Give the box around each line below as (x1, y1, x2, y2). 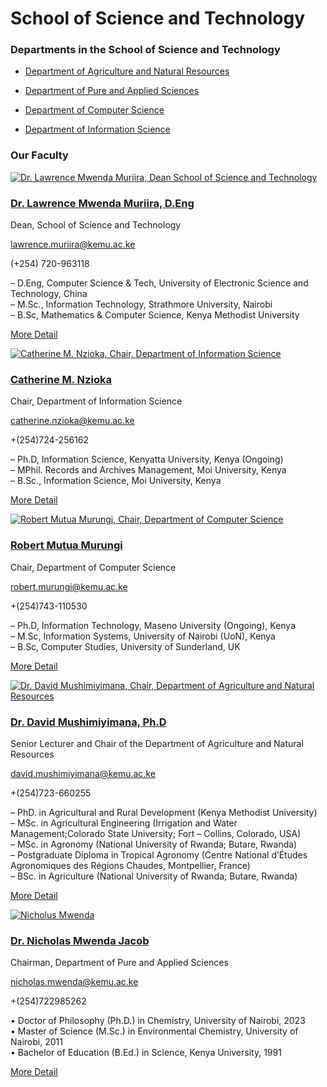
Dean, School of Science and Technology (10, 219, 182, 231)
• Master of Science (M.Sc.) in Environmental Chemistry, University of (10, 1025, 299, 1037)
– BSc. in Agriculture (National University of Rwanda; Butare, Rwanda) (10, 870, 298, 882)
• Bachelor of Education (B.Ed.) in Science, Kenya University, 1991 (10, 1047, 282, 1059)
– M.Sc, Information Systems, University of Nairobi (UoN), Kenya (10, 630, 276, 642)
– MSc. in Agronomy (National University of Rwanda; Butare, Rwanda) (10, 838, 298, 850)
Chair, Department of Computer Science (10, 561, 177, 573)
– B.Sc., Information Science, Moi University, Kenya (10, 475, 222, 487)
